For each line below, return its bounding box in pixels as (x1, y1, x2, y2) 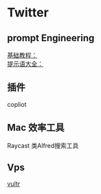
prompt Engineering (7, 32, 95, 44)
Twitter (7, 5, 49, 21)
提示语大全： (7, 60, 43, 68)
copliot (7, 100, 27, 108)
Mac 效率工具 (7, 122, 65, 134)
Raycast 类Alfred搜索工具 (7, 141, 79, 149)
